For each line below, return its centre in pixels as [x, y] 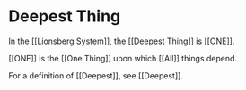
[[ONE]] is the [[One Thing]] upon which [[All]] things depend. [123, 58]
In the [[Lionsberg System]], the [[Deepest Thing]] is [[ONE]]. [122, 41]
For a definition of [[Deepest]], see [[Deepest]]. [96, 75]
